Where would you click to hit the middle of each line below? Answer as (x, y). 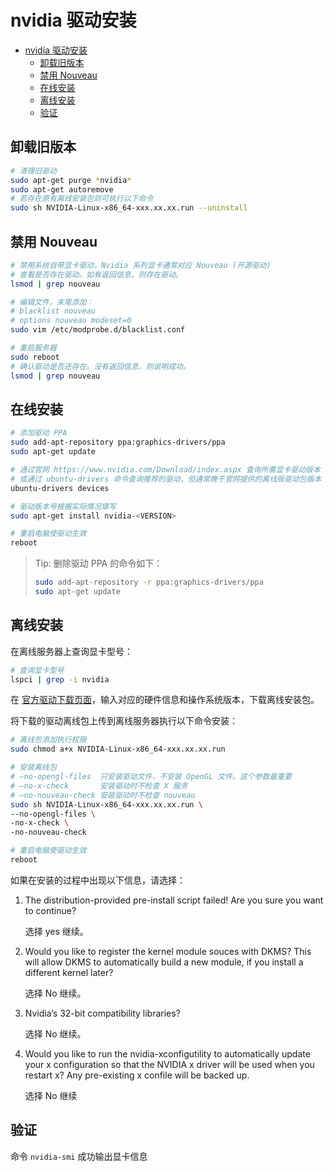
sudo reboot (35, 357)
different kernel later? (69, 972)
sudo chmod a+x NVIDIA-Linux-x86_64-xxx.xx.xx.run (118, 749)
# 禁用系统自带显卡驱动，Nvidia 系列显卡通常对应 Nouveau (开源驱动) (141, 265)
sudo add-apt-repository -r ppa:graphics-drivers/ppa (149, 582)
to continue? (50, 910)
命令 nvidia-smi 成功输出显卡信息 (79, 1156)
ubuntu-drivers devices (60, 488)
